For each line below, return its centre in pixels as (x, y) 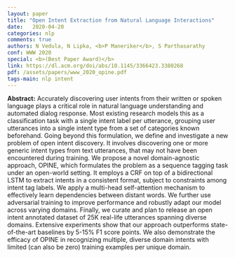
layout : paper (28, 14)
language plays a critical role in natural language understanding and (105, 106)
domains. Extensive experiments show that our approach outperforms (108, 225)
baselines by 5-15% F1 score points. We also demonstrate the (126, 232)
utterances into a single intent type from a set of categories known (103, 128)
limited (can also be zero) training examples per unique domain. (99, 247)
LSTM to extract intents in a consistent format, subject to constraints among (117, 180)
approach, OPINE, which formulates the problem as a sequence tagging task (118, 166)
